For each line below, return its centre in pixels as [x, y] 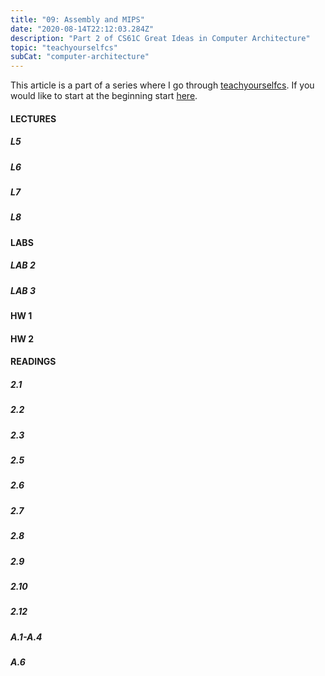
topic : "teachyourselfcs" [64, 47]
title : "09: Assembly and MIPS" [77, 19]
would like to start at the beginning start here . [104, 96]
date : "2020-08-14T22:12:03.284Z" [82, 29]
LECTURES [33, 118]
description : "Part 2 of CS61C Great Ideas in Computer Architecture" [160, 38]
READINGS [33, 362]
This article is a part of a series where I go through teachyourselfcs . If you [162, 85]
